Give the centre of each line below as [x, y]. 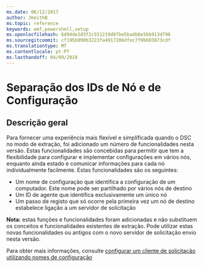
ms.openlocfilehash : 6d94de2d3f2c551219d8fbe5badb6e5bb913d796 [89, 35]
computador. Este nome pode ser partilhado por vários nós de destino [104, 188]
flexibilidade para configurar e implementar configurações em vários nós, [99, 157]
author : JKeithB [27, 18]
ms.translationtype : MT [37, 46]
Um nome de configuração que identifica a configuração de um [95, 182]
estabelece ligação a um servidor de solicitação [76, 207]
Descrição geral [37, 123]
